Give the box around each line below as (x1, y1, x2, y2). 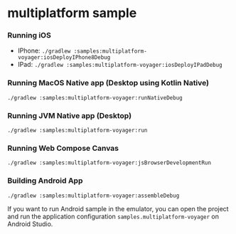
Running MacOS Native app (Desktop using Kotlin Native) (7, 78, 210, 88)
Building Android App (7, 176, 83, 186)
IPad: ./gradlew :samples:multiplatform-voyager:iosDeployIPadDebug (17, 60, 222, 69)
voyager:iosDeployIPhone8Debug (17, 54, 111, 61)
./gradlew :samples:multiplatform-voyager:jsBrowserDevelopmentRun (7, 159, 212, 166)
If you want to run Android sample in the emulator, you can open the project (7, 204, 229, 213)
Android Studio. (7, 219, 53, 228)
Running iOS (7, 31, 51, 41)
